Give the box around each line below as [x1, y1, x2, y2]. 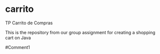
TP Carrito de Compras [5, 20, 53, 26]
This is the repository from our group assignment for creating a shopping [5, 29, 155, 35]
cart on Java [5, 35, 31, 41]
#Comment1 [5, 44, 30, 50]
